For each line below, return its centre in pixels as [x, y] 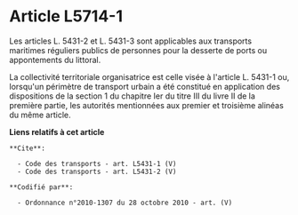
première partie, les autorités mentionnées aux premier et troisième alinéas [147, 105]
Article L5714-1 [66, 16]
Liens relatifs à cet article [57, 131]
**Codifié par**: [41, 187]
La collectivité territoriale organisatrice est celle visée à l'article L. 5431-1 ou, [149, 76]
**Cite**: [28, 148]
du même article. [40, 115]
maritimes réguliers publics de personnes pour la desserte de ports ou [138, 50]
